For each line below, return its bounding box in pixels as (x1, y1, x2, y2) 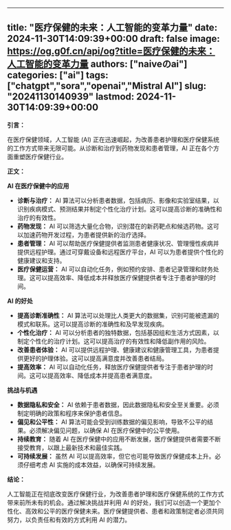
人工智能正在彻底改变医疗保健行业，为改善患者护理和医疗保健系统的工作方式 (7, 489, 224, 498)
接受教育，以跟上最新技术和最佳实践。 (16, 443, 126, 452)
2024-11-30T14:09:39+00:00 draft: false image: (7, 33, 220, 45)
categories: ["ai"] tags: (7, 69, 109, 81)
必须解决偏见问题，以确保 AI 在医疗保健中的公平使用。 (29, 426, 184, 435)
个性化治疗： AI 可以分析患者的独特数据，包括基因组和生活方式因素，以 (16, 328, 220, 336)
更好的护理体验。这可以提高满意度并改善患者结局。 (23, 354, 168, 362)
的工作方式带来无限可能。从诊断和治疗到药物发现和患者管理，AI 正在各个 (7, 143, 214, 152)
